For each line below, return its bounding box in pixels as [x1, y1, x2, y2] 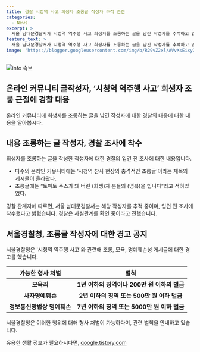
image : [6, 48, 23, 54]
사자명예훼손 [23, 292, 57, 300]
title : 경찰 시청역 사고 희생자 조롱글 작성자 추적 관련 [6, 8, 126, 15]
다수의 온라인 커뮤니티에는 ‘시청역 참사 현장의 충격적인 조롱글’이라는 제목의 [14, 168, 188, 175]
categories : [6, 14, 36, 20]
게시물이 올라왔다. [14, 175, 57, 182]
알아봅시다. [17, 119, 43, 126]
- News [11, 20, 28, 26]
